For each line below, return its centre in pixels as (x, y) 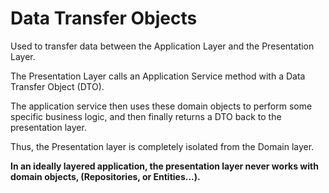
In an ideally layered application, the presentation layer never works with (164, 166)
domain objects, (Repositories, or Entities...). (105, 176)
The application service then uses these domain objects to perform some (161, 106)
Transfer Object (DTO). (57, 86)
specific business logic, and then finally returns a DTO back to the (146, 116)
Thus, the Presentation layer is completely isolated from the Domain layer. (162, 146)
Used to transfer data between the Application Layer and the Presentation (162, 46)
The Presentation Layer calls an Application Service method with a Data (158, 76)
